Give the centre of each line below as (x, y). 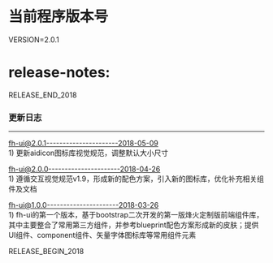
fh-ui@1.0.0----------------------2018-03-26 (84, 205)
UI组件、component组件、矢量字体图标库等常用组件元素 (102, 235)
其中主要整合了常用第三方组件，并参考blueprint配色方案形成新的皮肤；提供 (134, 225)
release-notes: (59, 73)
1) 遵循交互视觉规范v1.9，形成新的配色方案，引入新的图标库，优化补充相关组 (136, 179)
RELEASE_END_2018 (43, 95)
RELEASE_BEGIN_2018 (46, 252)
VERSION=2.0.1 (34, 39)
